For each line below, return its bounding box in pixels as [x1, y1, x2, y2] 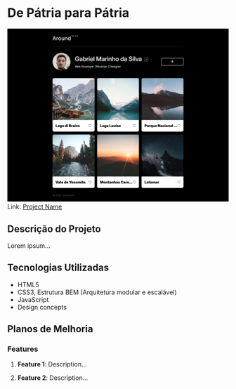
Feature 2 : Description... [17, 374, 88, 382]
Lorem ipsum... [7, 241, 51, 250]
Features [7, 344, 39, 354]
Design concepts [17, 303, 67, 311]
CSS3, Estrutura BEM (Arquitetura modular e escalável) [17, 288, 177, 296]
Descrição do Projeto [7, 223, 101, 235]
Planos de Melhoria [7, 323, 93, 335]
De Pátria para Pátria [7, 5, 130, 21]
